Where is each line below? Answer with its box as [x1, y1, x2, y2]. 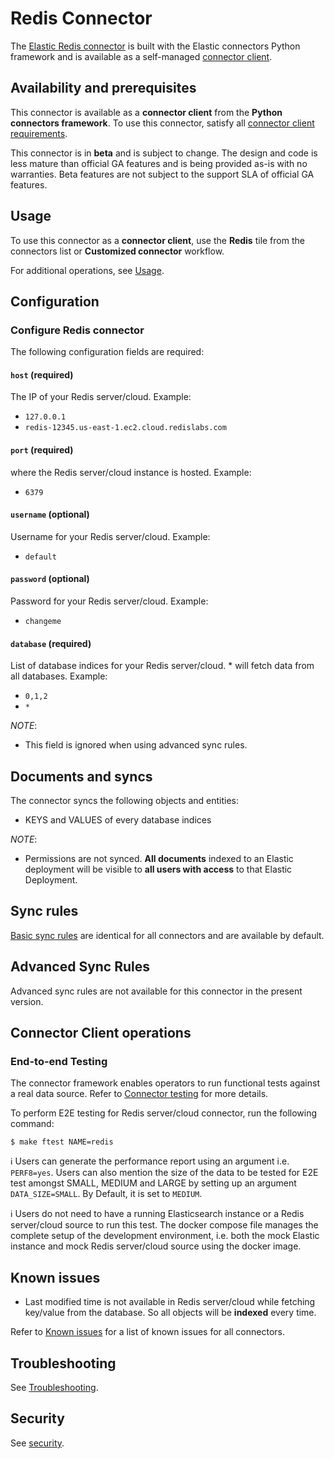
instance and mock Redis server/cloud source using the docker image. [10, 1240, 302, 1252]
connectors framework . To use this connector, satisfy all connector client [10, 117, 315, 129]
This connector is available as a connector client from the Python [10, 106, 283, 118]
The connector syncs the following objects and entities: [10, 795, 239, 807]
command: [10, 1118, 55, 1130]
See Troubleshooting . [10, 1382, 99, 1394]
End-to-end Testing [10, 1055, 108, 1069]
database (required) [10, 637, 92, 649]
